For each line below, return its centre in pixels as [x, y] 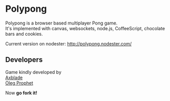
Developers [24, 60]
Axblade [14, 78]
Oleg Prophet [19, 83]
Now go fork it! [21, 93]
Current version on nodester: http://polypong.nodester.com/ [68, 43]
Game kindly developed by [33, 72]
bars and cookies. [24, 34]
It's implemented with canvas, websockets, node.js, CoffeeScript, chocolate [85, 28]
